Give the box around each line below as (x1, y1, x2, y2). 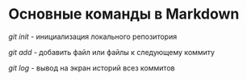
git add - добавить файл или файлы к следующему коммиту (8, 47, 216, 57)
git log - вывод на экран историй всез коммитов (8, 62, 175, 73)
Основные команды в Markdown (8, 5, 240, 23)
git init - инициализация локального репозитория (8, 32, 178, 41)
